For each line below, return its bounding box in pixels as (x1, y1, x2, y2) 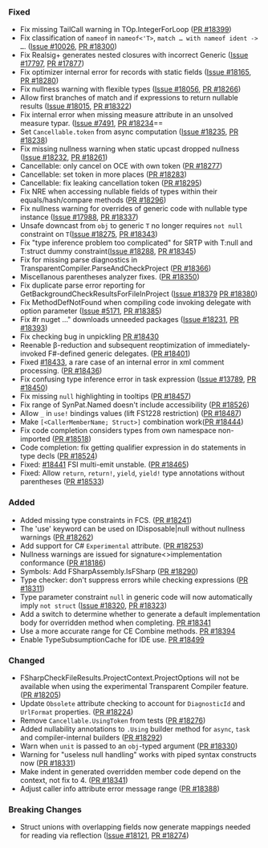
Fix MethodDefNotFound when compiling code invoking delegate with (19, 298, 251, 308)
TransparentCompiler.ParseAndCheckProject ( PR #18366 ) (19, 263, 212, 273)
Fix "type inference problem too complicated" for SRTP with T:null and (19, 238, 253, 247)
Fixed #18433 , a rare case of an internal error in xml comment (19, 357, 225, 367)
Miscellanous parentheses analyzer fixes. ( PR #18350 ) (19, 272, 201, 282)
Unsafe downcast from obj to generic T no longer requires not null (19, 221, 243, 230)
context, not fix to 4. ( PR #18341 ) (19, 775, 128, 785)
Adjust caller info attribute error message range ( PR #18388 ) (19, 784, 221, 793)
